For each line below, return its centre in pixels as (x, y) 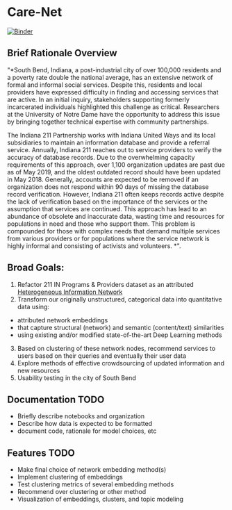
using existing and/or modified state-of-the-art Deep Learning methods (119, 335)
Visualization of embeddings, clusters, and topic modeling (100, 499)
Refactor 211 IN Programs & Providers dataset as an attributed (106, 284)
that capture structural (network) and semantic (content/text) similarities (121, 327)
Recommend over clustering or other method (82, 492)
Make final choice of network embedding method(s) (92, 470)
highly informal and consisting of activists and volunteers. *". (94, 246)
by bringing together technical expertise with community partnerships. (108, 122)
